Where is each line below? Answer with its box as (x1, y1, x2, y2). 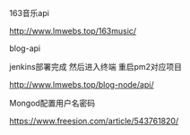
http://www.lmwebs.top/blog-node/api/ (9, 80, 154, 89)
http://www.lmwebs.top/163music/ (9, 26, 137, 36)
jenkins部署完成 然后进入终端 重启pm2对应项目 (9, 62, 182, 72)
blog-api (9, 43, 41, 54)
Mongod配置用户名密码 (9, 97, 96, 108)
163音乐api (9, 8, 49, 18)
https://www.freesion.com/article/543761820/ (9, 115, 179, 126)
